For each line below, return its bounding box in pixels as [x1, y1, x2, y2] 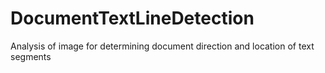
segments [10, 50, 52, 62]
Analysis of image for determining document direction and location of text [10, 40, 315, 52]
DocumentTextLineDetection [10, 7, 255, 30]
